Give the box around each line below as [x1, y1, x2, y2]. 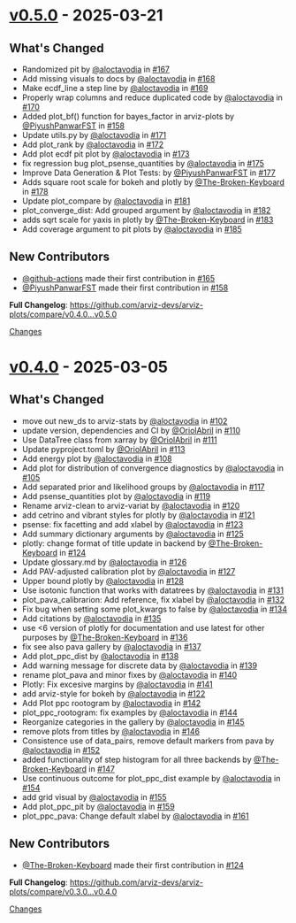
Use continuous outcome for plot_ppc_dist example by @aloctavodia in [21, 773, 281, 783]
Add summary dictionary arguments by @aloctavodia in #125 [21, 528, 245, 539]
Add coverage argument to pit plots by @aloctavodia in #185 [21, 224, 243, 235]
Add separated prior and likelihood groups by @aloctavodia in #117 [21, 481, 265, 492]
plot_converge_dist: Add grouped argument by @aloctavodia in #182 [21, 205, 271, 215]
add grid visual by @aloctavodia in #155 [21, 791, 167, 802]
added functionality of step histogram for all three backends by [21, 754, 252, 765]
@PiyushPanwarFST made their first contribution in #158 [21, 282, 229, 293]
